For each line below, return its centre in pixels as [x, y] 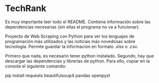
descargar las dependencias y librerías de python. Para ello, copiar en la [77, 61]
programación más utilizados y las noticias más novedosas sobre [70, 41]
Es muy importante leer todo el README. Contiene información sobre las [78, 22]
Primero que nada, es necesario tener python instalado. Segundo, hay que [79, 55]
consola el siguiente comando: [36, 66]
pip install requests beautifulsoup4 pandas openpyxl [58, 75]
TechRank [26, 8]
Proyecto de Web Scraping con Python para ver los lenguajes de [70, 36]
